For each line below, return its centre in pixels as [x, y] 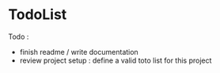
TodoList [38, 15]
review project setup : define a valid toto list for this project [116, 60]
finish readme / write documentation [79, 52]
